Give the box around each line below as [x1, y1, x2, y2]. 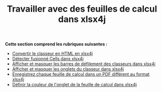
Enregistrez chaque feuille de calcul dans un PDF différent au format [12, 72, 150, 77]
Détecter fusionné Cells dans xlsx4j [12, 56, 84, 62]
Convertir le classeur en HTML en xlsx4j [12, 51, 93, 56]
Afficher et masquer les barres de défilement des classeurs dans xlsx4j [12, 61, 156, 67]
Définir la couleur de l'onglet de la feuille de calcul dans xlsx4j [12, 82, 137, 88]
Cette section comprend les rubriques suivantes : [5, 41, 107, 47]
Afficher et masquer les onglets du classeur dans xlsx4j [12, 66, 124, 72]
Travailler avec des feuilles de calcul [6, 3, 158, 15]
